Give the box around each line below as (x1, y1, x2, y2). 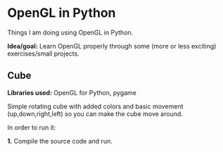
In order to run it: (7, 123, 56, 132)
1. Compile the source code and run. (7, 137, 113, 145)
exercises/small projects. (7, 49, 79, 58)
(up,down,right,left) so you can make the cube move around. (7, 109, 183, 118)
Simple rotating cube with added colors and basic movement (7, 102, 184, 110)
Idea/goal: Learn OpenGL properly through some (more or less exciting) (7, 42, 217, 50)
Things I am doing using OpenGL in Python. (7, 28, 134, 37)
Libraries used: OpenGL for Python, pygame (7, 88, 137, 96)
